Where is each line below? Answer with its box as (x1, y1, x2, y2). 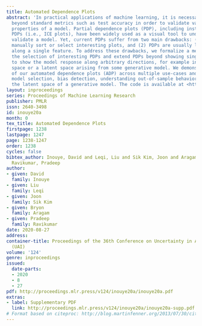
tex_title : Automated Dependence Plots (6, 121, 106, 127)
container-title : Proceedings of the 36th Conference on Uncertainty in (6, 238, 192, 244)
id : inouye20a (6, 109, 42, 115)
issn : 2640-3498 (6, 103, 47, 110)
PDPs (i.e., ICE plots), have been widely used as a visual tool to (11, 31, 187, 37)
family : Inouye (11, 177, 50, 183)
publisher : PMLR (6, 98, 47, 104)
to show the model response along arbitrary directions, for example (11, 59, 189, 65)
